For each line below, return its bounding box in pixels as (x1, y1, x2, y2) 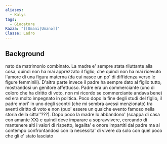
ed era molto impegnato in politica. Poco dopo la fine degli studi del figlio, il (5, 95, 162, 101)
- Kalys (10, 12, 26, 17)
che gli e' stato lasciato (5, 132, 54, 139)
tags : (5, 17, 17, 22)
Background (5, 50, 45, 58)
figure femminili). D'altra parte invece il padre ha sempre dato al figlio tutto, (5, 79, 162, 85)
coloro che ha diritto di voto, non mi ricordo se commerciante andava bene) (5, 89, 163, 96)
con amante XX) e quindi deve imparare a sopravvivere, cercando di (5, 117, 148, 123)
